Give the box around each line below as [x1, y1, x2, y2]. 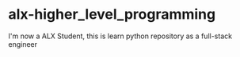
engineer [8, 39, 38, 48]
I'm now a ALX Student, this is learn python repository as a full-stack [8, 31, 232, 41]
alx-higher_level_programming [8, 5, 216, 23]
